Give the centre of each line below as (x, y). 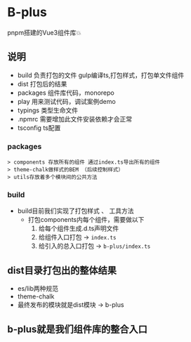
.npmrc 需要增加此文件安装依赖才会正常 (74, 119)
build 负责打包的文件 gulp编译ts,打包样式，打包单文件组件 (101, 75)
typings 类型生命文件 (48, 110)
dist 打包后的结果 (42, 84)
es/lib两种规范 (38, 289)
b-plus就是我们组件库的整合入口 (77, 329)
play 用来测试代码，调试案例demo (66, 101)
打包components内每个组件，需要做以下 (86, 220)
